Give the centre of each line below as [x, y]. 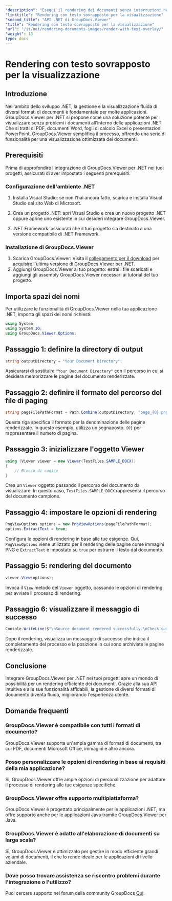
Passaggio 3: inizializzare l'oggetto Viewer [75, 449]
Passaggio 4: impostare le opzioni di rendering [81, 512]
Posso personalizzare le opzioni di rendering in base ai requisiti [85, 762]
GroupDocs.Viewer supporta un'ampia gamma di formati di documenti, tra [83, 743]
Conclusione [26, 666]
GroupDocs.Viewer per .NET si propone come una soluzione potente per [82, 117]
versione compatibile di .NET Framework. [56, 234]
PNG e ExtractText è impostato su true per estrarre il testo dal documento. [84, 549]
